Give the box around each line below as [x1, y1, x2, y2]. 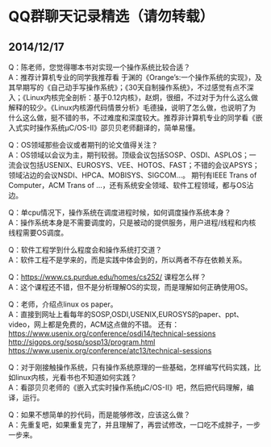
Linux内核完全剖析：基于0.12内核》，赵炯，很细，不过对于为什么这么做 [25, 93, 259, 102]
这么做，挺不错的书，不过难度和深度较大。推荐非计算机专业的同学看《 [22, 113, 256, 122]
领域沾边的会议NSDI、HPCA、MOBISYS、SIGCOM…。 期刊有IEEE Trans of [8, 170, 257, 180]
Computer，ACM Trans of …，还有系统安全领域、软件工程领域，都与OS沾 [8, 181, 254, 190]
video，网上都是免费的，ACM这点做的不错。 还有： [8, 320, 180, 329]
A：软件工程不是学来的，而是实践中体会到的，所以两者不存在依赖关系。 [8, 255, 247, 265]
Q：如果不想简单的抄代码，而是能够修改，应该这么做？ [8, 410, 191, 420]
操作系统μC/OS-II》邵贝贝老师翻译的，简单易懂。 [35, 123, 200, 132]
